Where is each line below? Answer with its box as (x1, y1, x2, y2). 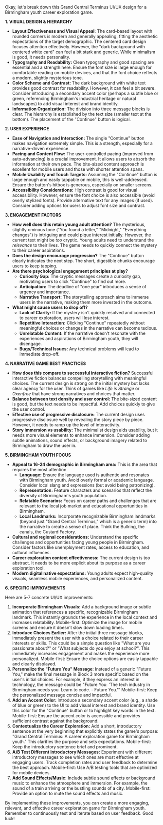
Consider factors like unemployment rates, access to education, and (12, 544, 149, 550)
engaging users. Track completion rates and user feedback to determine (12, 760, 158, 765)
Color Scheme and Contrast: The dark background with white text (12, 80, 146, 86)
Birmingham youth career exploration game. (5, 9, 93, 15)
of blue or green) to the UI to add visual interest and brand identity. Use (12, 703, 156, 708)
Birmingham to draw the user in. (12, 443, 77, 448)
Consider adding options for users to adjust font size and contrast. (12, 202, 145, 208)
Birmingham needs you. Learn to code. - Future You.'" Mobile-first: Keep (12, 687, 158, 692)
